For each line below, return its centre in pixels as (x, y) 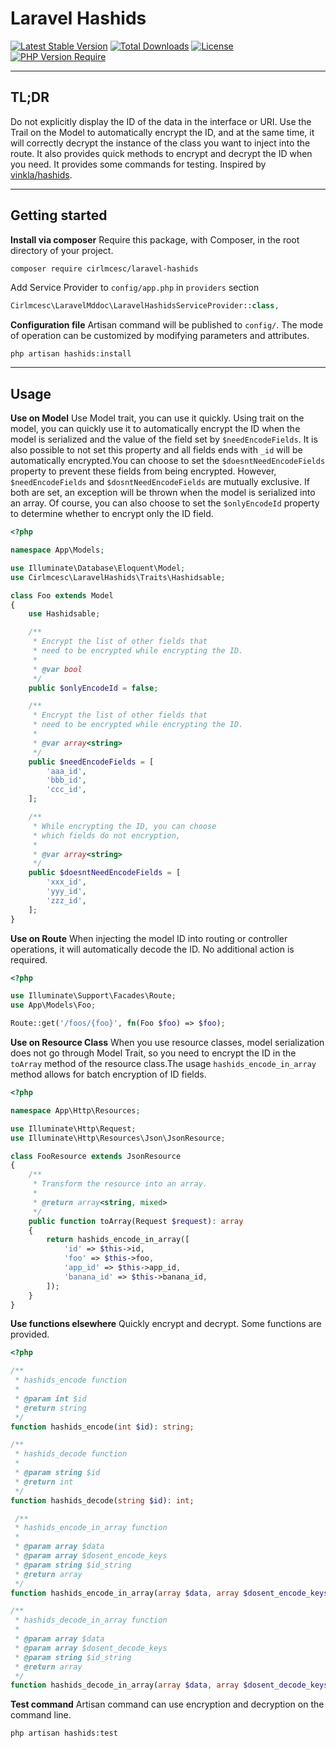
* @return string (50, 1408)
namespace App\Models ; (57, 550)
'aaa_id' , (66, 771)
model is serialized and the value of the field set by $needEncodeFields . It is (164, 439)
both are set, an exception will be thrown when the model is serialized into (163, 493)
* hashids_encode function (71, 1380)
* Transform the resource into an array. (120, 1184)
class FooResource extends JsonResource (96, 1156)
